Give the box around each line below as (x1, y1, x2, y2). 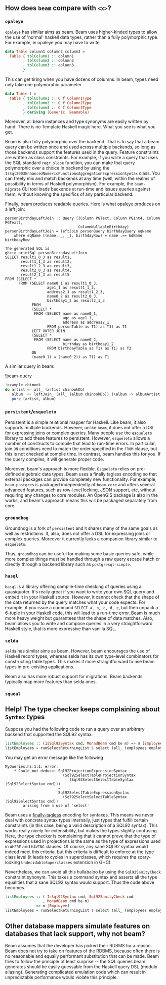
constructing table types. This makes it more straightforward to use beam (5, 659, 155, 665)
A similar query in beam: (5, 363, 55, 369)
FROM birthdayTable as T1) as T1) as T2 (47, 346, 132, 351)
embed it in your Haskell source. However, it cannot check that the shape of (5, 594, 160, 600)
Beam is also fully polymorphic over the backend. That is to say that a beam (5, 139, 160, 145)
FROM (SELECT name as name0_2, (34, 337, 98, 343)
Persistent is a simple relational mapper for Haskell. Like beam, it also (5, 419, 146, 425)
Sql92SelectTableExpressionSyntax (58, 790, 129, 795)
